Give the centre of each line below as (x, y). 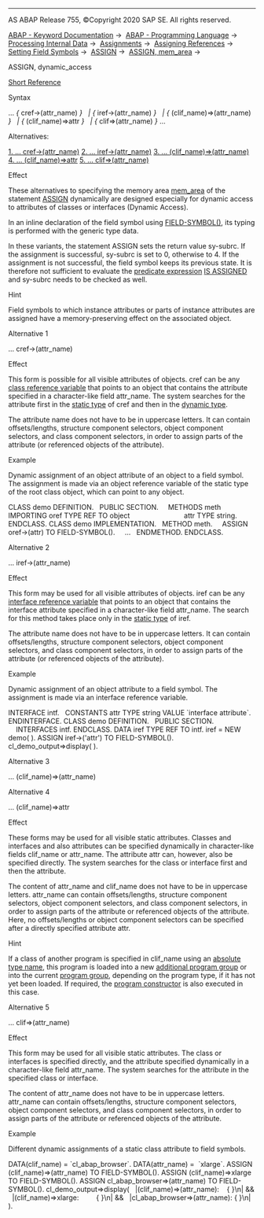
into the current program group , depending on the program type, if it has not (132, 975)
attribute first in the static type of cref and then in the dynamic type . (118, 404)
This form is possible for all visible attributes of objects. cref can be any (124, 379)
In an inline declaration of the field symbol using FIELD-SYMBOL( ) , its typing (132, 222)
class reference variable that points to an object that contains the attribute (128, 388)
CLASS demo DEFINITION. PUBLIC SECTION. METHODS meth (115, 507)
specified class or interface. (53, 1078)
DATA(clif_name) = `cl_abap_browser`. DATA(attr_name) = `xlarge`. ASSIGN (130, 1164)
